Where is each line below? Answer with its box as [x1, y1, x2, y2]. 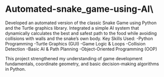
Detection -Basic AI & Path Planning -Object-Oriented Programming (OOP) [5, 46, 158, 52]
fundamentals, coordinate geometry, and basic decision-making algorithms [5, 61, 159, 67]
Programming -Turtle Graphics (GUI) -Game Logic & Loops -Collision [5, 40, 146, 46]
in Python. [5, 66, 26, 72]
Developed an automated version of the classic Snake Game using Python [5, 20, 157, 26]
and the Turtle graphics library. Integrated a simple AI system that [5, 25, 139, 31]
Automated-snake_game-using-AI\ [5, 3, 154, 15]
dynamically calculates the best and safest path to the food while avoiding [5, 30, 157, 36]
